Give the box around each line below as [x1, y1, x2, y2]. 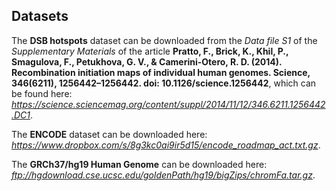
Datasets [11, 8, 69, 25]
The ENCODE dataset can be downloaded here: [11, 128, 208, 140]
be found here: [11, 87, 73, 99]
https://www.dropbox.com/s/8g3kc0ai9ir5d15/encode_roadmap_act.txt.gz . [11, 139, 321, 151]
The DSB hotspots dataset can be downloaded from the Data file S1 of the [11, 34, 318, 46]
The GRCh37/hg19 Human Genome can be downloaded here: [11, 158, 268, 170]
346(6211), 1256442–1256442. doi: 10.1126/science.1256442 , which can [11, 77, 317, 89]
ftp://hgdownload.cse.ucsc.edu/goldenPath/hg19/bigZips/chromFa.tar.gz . [11, 169, 316, 181]
